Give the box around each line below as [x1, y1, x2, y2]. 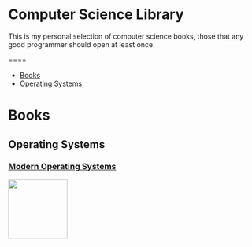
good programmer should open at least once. [8, 39, 155, 49]
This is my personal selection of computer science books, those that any [8, 31, 244, 41]
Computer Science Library [8, 6, 184, 24]
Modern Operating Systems [8, 161, 117, 172]
